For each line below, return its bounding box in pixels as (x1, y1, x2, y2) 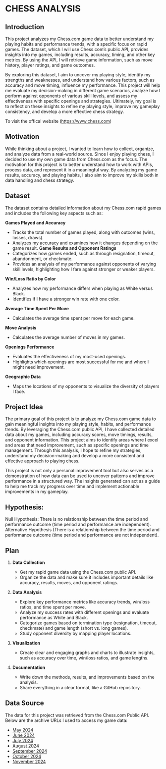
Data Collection (12, 559, 46, 565)
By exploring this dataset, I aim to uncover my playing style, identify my (5, 72, 151, 77)
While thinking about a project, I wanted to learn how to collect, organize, (5, 146, 155, 152)
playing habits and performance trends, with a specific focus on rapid (5, 41, 148, 47)
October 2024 (12, 753, 42, 759)
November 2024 (12, 759, 46, 765)
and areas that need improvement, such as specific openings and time (5, 442, 149, 448)
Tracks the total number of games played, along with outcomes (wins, (12, 229, 155, 235)
